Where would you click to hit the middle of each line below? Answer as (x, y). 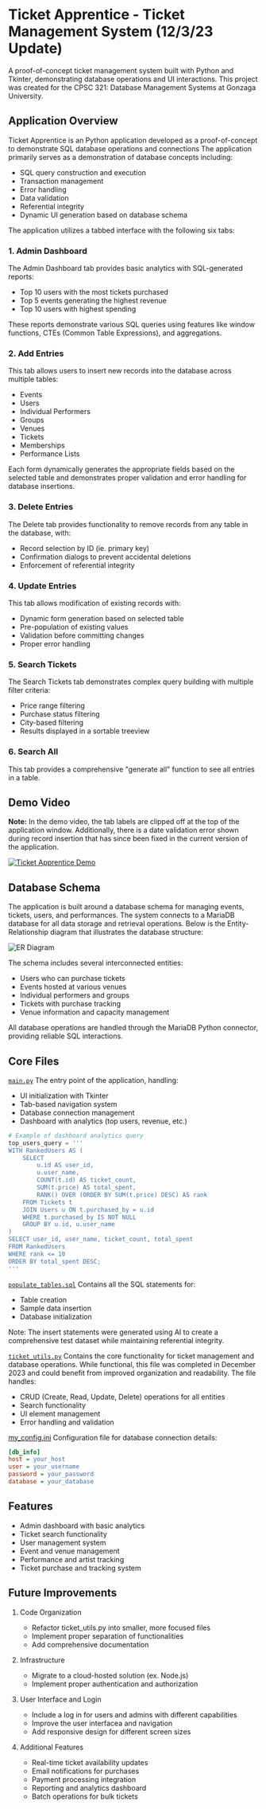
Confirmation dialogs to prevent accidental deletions (106, 557)
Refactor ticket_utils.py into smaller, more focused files (121, 1627)
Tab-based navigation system (68, 1104)
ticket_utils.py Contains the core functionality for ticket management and (131, 1356)
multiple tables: (33, 379)
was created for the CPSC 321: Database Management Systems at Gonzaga (132, 87)
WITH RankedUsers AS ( (46, 1151)
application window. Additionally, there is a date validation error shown (124, 830)
